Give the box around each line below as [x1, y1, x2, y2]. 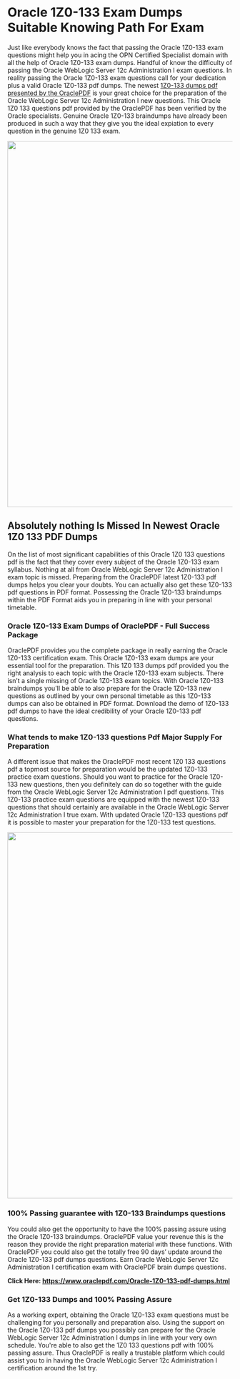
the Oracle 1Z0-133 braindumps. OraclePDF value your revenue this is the [7, 1232, 224, 1240]
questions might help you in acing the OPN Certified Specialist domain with [7, 51, 229, 59]
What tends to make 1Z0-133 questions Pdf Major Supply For [7, 732, 223, 742]
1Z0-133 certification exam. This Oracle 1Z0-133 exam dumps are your [7, 654, 214, 662]
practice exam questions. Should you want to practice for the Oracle [7, 772, 209, 781]
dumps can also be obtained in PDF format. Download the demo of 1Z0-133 [7, 700, 229, 708]
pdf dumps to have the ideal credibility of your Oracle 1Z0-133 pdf [7, 707, 201, 715]
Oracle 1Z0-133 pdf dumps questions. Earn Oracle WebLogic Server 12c [7, 1255, 219, 1263]
